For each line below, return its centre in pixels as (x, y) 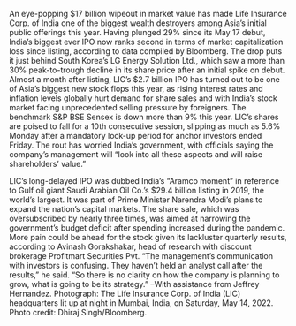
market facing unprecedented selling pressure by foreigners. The (128, 107)
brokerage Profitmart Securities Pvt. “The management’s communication (141, 256)
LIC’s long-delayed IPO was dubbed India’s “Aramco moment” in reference (144, 181)
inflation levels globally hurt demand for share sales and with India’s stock (144, 98)
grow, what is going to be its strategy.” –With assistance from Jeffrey (134, 284)
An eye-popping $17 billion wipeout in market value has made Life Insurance (148, 14)
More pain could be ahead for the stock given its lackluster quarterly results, (148, 237)
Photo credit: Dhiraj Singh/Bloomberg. (78, 312)
